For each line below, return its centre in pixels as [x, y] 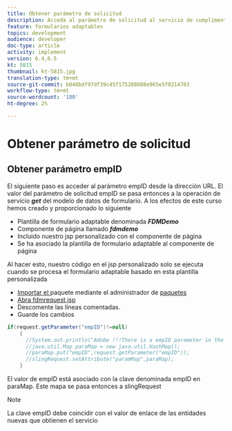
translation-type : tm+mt [43, 78]
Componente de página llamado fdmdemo [78, 228]
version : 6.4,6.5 [32, 59]
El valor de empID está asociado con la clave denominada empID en [104, 379]
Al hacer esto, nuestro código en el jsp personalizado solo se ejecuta [105, 264]
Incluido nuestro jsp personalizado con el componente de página [109, 236]
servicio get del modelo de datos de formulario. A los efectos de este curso [115, 201]
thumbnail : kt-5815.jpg [41, 71]
